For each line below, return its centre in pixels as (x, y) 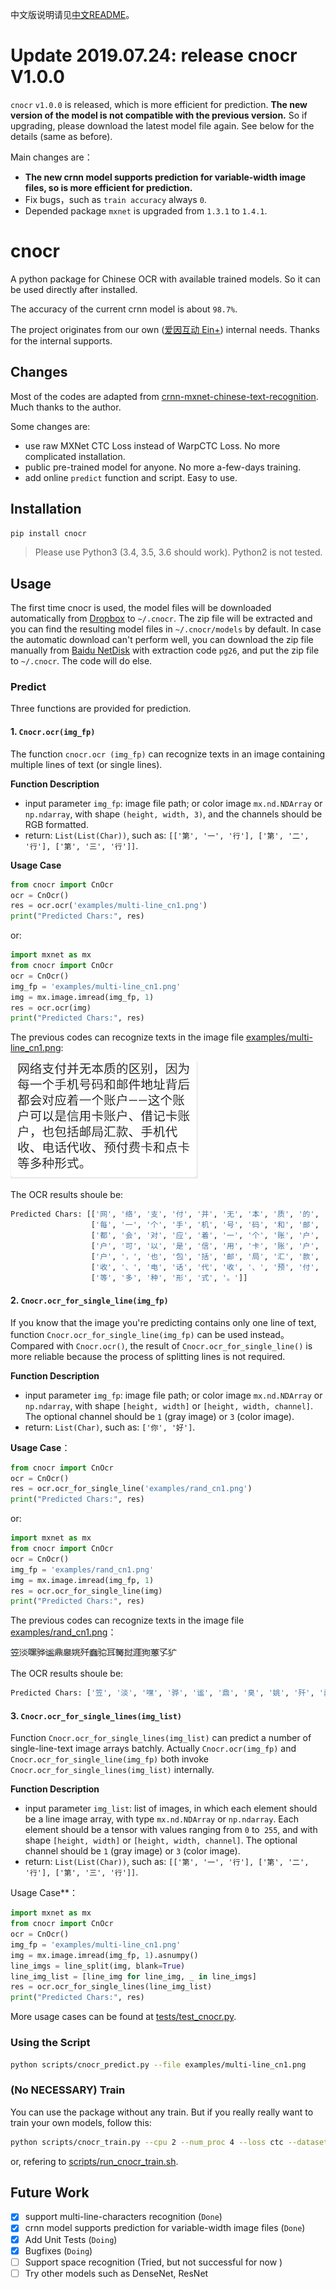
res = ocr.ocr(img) (51, 1008)
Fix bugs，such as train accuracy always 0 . (115, 199)
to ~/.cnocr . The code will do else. (81, 661)
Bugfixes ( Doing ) (58, 2250)
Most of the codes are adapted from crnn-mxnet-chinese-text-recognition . (164, 396)
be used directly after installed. (74, 289)
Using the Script (50, 2043)
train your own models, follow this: (81, 2122)
